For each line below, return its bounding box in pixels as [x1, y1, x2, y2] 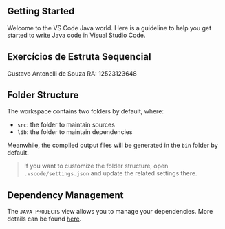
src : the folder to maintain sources [17, 120, 116, 129]
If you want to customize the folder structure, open [23, 162, 169, 171]
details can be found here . [7, 215, 82, 223]
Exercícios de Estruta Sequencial [7, 51, 151, 63]
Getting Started [7, 6, 75, 17]
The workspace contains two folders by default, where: [7, 107, 164, 116]
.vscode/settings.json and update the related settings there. [23, 169, 197, 177]
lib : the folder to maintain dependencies [17, 128, 133, 136]
